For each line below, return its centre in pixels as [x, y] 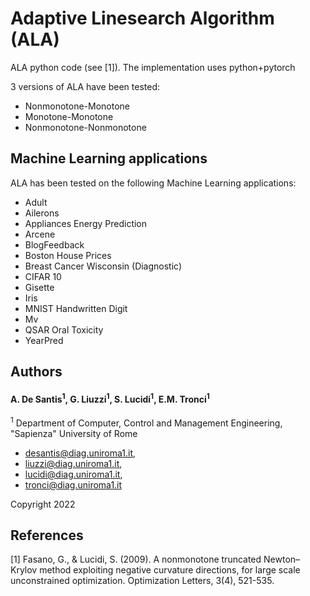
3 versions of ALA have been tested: [85, 86]
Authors [36, 372]
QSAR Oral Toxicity [64, 329]
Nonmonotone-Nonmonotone [85, 127]
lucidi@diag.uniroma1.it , [73, 474]
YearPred [44, 340]
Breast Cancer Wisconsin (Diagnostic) [103, 266]
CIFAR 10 [43, 276]
